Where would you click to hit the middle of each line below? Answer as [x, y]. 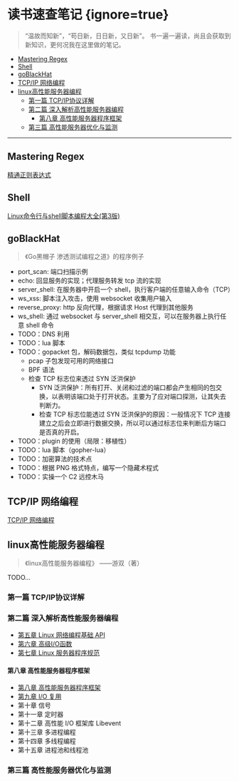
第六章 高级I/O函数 [45, 644]
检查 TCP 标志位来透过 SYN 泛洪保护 [82, 379]
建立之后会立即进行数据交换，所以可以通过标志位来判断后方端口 [132, 423]
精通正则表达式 [29, 175]
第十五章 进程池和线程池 [53, 750]
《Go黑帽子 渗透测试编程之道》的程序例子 [84, 257]
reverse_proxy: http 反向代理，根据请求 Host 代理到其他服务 [105, 307]
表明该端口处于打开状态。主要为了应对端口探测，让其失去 [142, 397]
